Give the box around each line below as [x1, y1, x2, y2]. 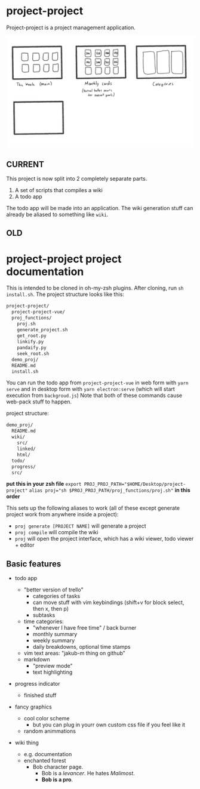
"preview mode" [32, 662, 73, 670]
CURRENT [6, 159, 45, 169]
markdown [23, 656, 51, 663]
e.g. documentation [23, 751, 72, 758]
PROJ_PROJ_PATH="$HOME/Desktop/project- [84, 482, 186, 488]
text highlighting [32, 668, 73, 676]
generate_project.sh [17, 327, 68, 333]
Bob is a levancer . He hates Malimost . [41, 770, 136, 777]
